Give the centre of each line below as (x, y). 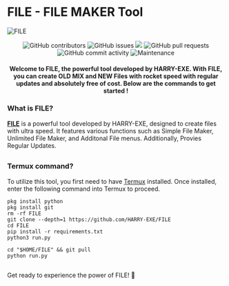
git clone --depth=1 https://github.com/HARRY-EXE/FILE (89, 219)
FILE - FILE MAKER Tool (75, 12)
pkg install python (35, 201)
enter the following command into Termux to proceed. (84, 189)
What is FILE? (30, 108)
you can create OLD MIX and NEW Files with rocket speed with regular (116, 76)
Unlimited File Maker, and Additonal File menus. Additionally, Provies (104, 138)
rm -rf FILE (24, 213)
